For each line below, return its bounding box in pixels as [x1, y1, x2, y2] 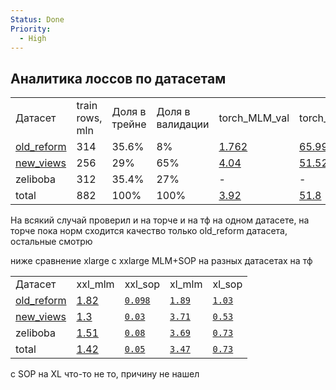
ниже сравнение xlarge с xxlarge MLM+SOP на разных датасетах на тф [10, 255, 313, 267]
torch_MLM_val [218, 111, 290, 125]
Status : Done [10, 14, 65, 25]
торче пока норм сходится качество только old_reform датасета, [10, 225, 288, 237]
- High [19, 33, 47, 43]
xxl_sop [124, 277, 161, 291]
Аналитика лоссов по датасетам [10, 70, 227, 87]
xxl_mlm [76, 277, 115, 291]
